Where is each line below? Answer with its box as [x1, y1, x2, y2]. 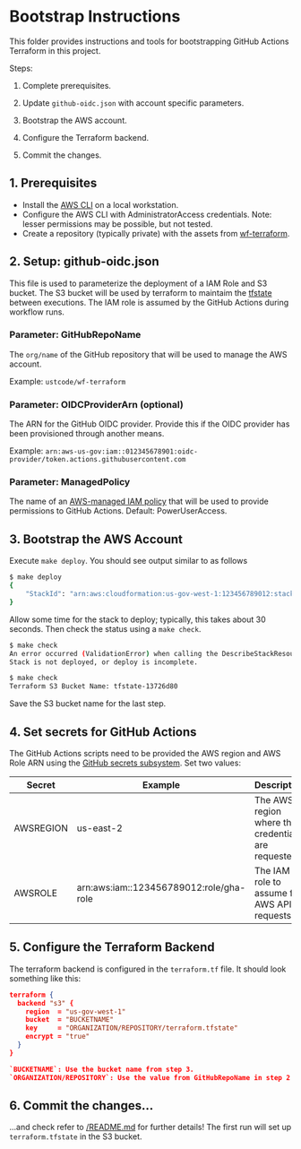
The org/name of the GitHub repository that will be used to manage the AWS [9, 349, 288, 359]
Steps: [9, 63, 33, 73]
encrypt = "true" [25, 1032, 90, 1041]
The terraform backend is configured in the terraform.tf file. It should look [9, 963, 287, 974]
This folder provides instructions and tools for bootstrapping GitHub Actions [9, 36, 289, 47]
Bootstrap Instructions [9, 6, 181, 27]
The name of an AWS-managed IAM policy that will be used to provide [9, 496, 269, 507]
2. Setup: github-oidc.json [9, 254, 159, 270]
